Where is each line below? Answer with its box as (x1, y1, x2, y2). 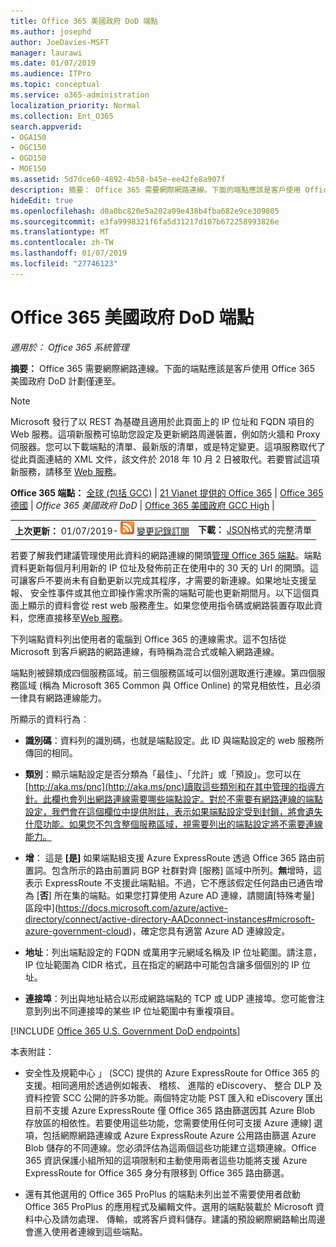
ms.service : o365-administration (10, 90, 150, 100)
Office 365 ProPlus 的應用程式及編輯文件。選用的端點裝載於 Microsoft (24, 1200, 314, 1212)
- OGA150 (10, 132, 47, 142)
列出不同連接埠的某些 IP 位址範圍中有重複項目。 (42, 1005, 240, 1017)
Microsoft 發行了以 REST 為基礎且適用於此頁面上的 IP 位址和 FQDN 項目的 (10, 415, 315, 427)
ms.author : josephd (10, 26, 92, 37)
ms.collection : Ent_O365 (10, 111, 114, 121)
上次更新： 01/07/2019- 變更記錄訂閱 (14, 525, 190, 537)
